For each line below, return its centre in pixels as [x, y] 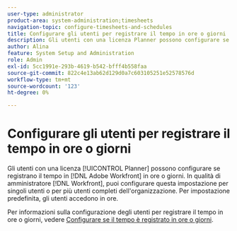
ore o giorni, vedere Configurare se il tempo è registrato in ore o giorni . [110, 220]
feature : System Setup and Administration [71, 54]
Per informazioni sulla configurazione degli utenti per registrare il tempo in [115, 212]
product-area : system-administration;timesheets [80, 20]
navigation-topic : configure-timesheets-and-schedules [90, 27]
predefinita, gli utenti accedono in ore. [63, 199]
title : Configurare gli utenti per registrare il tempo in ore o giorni [117, 34]
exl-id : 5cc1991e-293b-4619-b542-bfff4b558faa [77, 66]
